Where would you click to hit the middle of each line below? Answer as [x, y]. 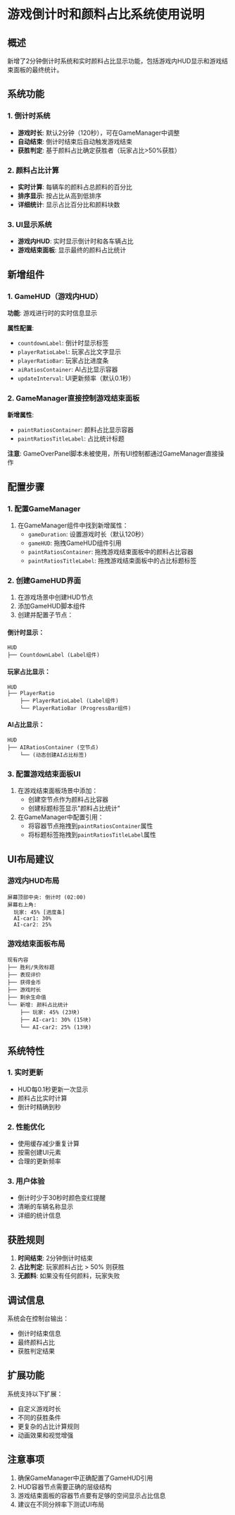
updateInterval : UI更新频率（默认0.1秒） [76, 378]
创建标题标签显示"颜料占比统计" [74, 809]
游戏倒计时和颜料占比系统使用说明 [106, 14]
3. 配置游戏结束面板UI [44, 774]
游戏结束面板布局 [36, 943]
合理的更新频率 [39, 1161]
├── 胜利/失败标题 [31, 968]
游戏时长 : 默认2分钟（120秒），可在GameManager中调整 [99, 133]
